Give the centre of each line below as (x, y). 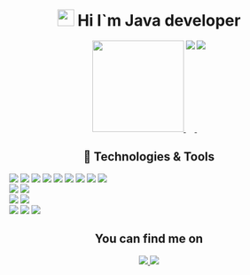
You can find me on (149, 239)
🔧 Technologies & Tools (149, 157)
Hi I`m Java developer (159, 21)
